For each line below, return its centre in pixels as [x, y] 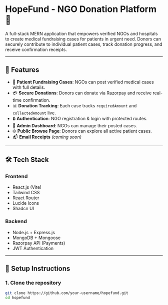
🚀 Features [22, 70]
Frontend [16, 177]
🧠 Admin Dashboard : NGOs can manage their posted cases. [75, 125]
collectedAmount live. [34, 113]
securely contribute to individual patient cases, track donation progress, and [84, 44]
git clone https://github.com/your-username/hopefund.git [67, 293]
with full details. [29, 87]
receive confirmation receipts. [36, 49]
